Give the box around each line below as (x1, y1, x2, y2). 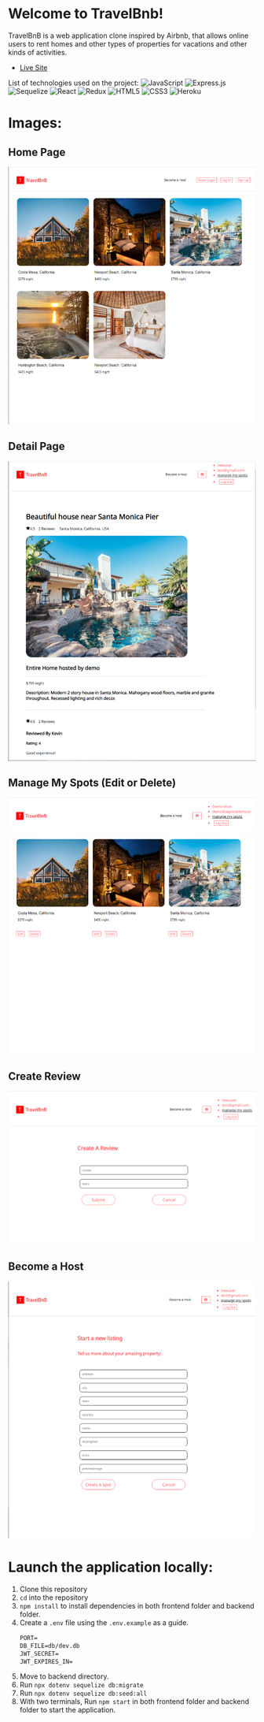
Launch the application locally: (8, 1558, 214, 1576)
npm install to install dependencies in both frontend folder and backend (19, 1601, 255, 1610)
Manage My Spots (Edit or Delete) (8, 775, 177, 789)
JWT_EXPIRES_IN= (19, 1657, 73, 1665)
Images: (8, 114, 63, 132)
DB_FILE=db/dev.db (19, 1642, 80, 1649)
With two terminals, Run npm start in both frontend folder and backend (19, 1696, 250, 1706)
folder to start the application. (19, 1705, 116, 1714)
